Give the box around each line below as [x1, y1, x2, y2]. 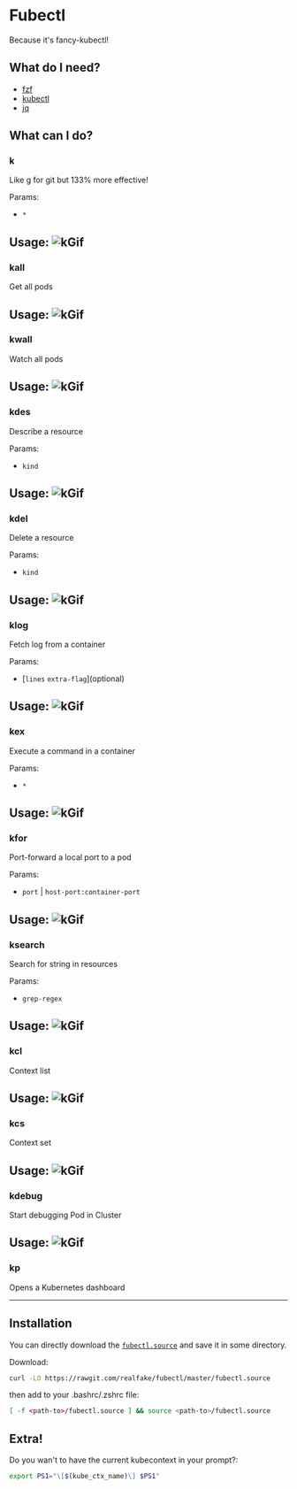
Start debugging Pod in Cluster [9, 1209, 122, 1220]
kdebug [9, 1189, 43, 1201]
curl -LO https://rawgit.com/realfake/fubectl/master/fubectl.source [9, 1373, 271, 1383]
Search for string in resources [9, 958, 118, 969]
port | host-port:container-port [21, 886, 141, 897]
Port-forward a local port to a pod [9, 852, 132, 863]
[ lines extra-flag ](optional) [21, 673, 126, 684]
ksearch [9, 939, 46, 951]
